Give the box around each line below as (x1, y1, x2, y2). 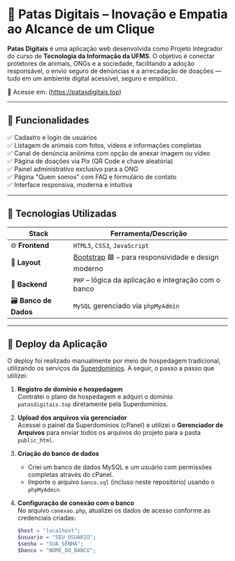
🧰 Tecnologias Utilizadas (7, 208, 117, 220)
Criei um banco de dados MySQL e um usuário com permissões (27, 463, 212, 471)
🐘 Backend (10, 279, 48, 289)
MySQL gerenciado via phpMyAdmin (73, 301, 180, 311)
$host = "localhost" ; (17, 527, 81, 534)
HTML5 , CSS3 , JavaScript (73, 240, 149, 250)
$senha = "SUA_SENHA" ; (17, 541, 84, 548)
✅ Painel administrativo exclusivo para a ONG (7, 165, 138, 173)
